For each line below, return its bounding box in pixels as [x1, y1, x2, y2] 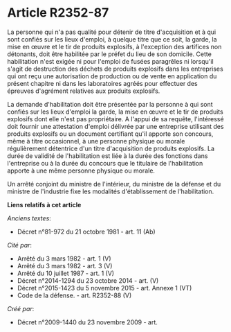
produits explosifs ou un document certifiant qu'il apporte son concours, [7, 130, 214, 138]
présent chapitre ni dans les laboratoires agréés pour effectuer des [7, 79, 198, 87]
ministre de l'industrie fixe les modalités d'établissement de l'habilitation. [7, 187, 214, 195]
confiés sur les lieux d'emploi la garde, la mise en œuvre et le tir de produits [7, 107, 223, 116]
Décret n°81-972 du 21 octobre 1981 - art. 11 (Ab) [17, 227, 156, 236]
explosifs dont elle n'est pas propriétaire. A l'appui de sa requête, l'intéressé [7, 114, 224, 123]
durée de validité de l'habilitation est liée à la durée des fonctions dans [7, 151, 208, 160]
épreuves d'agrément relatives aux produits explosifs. [7, 87, 160, 95]
